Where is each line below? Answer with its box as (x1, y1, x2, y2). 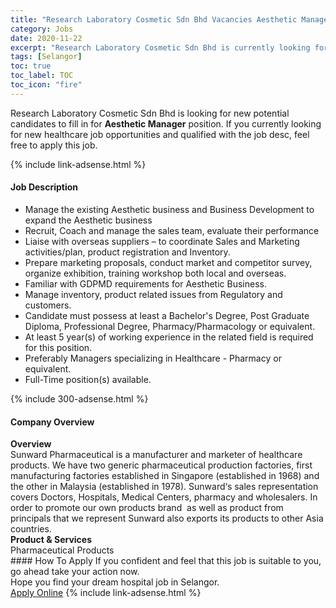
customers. (24, 299, 72, 311)
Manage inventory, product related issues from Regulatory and (24, 288, 283, 300)
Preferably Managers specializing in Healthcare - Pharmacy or (24, 352, 282, 364)
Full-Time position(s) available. (24, 373, 152, 385)
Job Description (10, 181, 79, 193)
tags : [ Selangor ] (10, 52, 83, 62)
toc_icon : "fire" (10, 80, 83, 90)
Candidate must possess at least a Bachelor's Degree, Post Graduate (24, 309, 310, 321)
